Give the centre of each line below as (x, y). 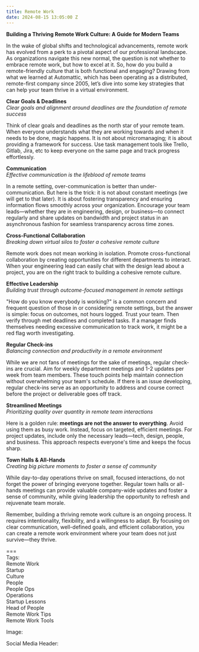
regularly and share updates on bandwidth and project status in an (87, 218)
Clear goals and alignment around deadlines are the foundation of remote (97, 107)
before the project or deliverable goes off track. (64, 394)
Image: (15, 632)
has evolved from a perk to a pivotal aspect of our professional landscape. (97, 52)
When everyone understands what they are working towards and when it (95, 132)
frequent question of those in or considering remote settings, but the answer (99, 308)
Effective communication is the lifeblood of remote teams (76, 174)
